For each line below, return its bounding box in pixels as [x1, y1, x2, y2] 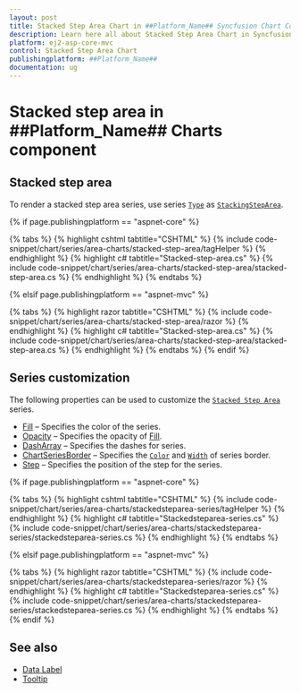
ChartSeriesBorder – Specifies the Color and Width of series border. [21, 449, 271, 460]
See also [9, 640, 58, 655]
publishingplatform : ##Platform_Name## [9, 55, 158, 64]
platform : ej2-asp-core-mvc [9, 38, 114, 47]
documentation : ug [9, 64, 78, 73]
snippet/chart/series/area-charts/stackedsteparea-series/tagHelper [9, 503, 259, 514]
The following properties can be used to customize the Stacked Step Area [9, 394, 281, 405]
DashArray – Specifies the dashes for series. [21, 440, 187, 450]
